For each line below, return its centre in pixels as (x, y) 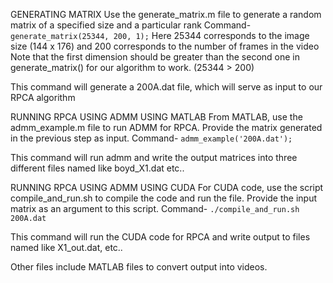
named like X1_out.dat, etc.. (66, 247)
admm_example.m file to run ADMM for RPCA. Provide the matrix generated (166, 127)
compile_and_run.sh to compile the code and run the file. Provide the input (164, 198)
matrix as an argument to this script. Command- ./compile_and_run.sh (155, 208)
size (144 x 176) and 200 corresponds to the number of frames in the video (165, 46)
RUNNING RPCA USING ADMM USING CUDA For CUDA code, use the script (167, 187)
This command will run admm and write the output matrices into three (154, 157)
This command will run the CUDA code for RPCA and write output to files (160, 237)
